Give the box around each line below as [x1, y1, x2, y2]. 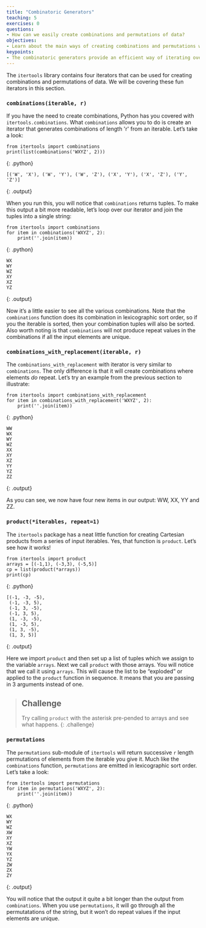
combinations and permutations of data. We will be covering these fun [6, 78, 184, 85]
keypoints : [6, 49, 34, 55]
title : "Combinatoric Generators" [6, 9, 95, 15]
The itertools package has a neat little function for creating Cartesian [6, 531, 185, 538]
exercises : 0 [6, 20, 40, 26]
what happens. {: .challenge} [21, 721, 94, 728]
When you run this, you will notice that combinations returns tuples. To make [6, 199, 199, 207]
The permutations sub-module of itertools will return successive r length [6, 748, 194, 756]
